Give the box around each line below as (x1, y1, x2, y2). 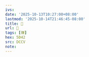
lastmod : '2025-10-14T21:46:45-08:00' (5, 16, 86, 21)
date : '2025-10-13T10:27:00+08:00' (5, 12, 79, 17)
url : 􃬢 (5, 26, 19, 31)
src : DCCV (5, 40, 26, 45)
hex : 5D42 (5, 35, 26, 40)
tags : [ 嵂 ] (5, 30, 27, 35)
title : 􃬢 (5, 21, 23, 26)
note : (5, 44, 16, 49)
